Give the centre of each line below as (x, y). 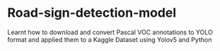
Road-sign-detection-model (92, 13)
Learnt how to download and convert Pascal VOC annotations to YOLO (110, 32)
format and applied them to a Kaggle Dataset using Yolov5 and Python (110, 39)
